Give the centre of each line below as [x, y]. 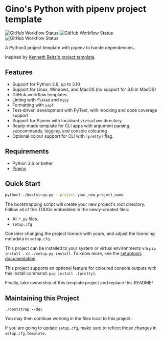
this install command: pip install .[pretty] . [51, 273]
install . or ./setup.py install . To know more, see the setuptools [73, 254]
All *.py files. [25, 219]
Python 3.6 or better [32, 163]
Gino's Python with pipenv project [76, 9]
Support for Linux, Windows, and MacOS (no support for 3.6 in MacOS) [84, 89]
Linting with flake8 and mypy [40, 100]
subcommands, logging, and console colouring [59, 131]
